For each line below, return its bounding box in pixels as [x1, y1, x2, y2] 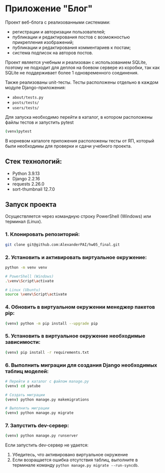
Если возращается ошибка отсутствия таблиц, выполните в [12, 457, 138, 463]
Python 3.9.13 [12, 170, 40, 176]
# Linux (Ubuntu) [5, 287, 41, 292]
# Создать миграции [5, 392, 45, 397]
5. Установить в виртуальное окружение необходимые [5, 333, 145, 339]
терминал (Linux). [5, 219, 42, 225]
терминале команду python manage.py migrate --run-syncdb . [12, 462, 139, 468]
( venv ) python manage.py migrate [5, 410, 74, 415]
